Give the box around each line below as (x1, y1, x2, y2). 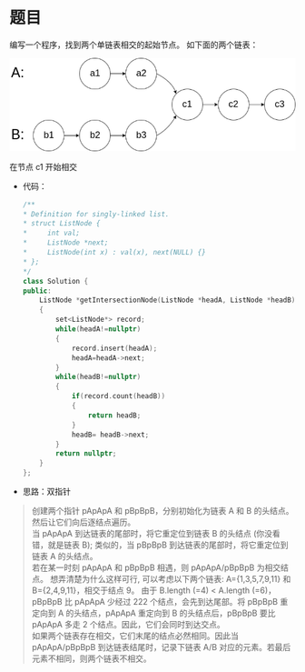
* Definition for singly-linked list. (22, 209, 170, 218)
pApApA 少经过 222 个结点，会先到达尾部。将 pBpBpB (74, 597, 279, 607)
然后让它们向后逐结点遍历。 (31, 517, 136, 527)
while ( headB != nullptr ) (55, 373, 142, 382)
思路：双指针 (22, 486, 71, 496)
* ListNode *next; (22, 238, 109, 247)
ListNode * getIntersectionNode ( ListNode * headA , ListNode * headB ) (39, 296, 296, 305)
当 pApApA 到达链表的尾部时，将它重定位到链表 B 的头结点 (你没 (31, 528, 273, 538)
